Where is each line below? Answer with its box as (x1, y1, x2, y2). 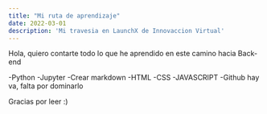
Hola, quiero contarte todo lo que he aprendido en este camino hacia (8, 49, 236, 59)
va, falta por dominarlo (8, 81, 84, 91)
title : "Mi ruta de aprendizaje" (8, 11, 121, 20)
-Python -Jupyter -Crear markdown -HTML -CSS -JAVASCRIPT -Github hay (8, 73, 260, 83)
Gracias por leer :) (8, 97, 68, 107)
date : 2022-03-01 (8, 19, 67, 27)
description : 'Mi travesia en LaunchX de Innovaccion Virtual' (8, 26, 225, 35)
